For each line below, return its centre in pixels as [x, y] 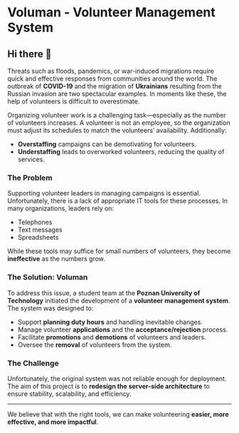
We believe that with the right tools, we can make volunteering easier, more [118, 414]
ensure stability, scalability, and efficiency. [69, 394]
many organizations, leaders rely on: [61, 208]
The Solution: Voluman [48, 277]
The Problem [30, 178]
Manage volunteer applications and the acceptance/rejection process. [123, 330]
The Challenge [33, 363]
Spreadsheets [38, 238]
